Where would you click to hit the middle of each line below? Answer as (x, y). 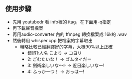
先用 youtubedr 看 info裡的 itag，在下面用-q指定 (62, 22)
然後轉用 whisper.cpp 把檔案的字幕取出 (53, 40)
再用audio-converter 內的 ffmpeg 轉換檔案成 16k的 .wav (69, 34)
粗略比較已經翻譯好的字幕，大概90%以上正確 (66, 47)
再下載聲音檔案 (28, 28)
